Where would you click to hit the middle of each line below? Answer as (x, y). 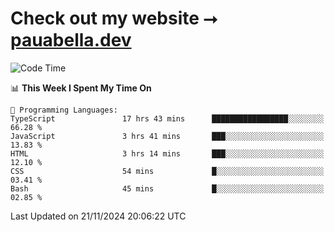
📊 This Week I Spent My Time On (81, 88)
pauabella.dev (71, 40)
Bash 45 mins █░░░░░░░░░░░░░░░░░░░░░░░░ (167, 188)
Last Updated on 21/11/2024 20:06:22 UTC (98, 216)
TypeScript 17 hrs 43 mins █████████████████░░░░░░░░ (167, 118)
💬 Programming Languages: (64, 110)
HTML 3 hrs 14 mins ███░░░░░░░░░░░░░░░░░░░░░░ (167, 153)
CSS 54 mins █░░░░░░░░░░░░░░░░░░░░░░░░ (167, 171)
